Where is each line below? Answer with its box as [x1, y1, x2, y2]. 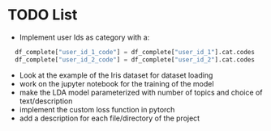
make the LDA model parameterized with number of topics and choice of [19, 87, 263, 97]
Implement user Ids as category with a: [19, 32, 150, 42]
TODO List [7, 6, 78, 24]
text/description [19, 95, 73, 106]
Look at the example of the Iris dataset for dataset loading [19, 70, 213, 80]
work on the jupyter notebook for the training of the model [19, 78, 214, 88]
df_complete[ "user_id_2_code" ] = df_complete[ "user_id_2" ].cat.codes [15, 55, 255, 64]
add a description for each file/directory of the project [19, 113, 200, 123]
